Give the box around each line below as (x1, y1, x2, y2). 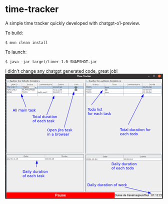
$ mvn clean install (5, 40, 48, 45)
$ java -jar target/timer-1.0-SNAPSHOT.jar (5, 59, 97, 64)
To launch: (5, 49, 27, 55)
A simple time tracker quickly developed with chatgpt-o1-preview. (5, 20, 140, 26)
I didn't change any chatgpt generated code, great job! (5, 68, 118, 74)
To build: (5, 30, 23, 36)
